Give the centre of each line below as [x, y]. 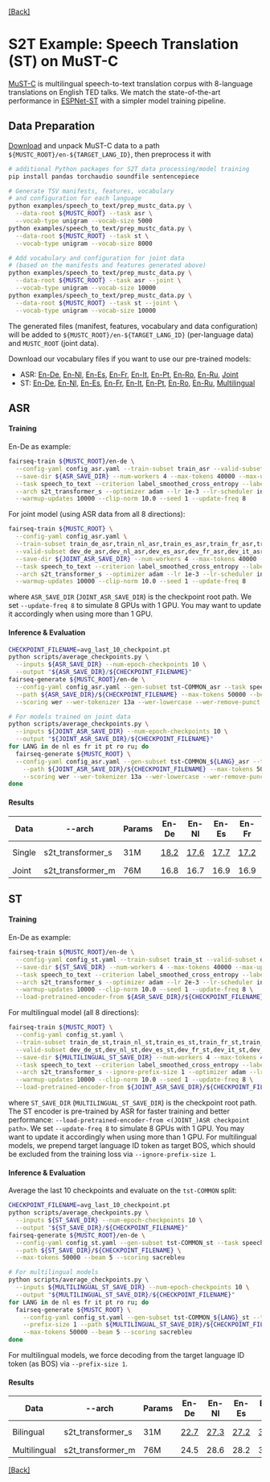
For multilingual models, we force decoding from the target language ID [127, 1355]
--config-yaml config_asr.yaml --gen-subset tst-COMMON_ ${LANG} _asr [133, 761]
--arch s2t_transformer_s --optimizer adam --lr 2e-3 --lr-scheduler [134, 982]
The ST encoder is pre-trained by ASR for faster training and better [119, 1111]
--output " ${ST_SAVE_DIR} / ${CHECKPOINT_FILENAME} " [102, 1228]
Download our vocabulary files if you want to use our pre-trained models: [130, 359]
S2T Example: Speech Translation [123, 44]
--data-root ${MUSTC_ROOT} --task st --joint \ [97, 303]
